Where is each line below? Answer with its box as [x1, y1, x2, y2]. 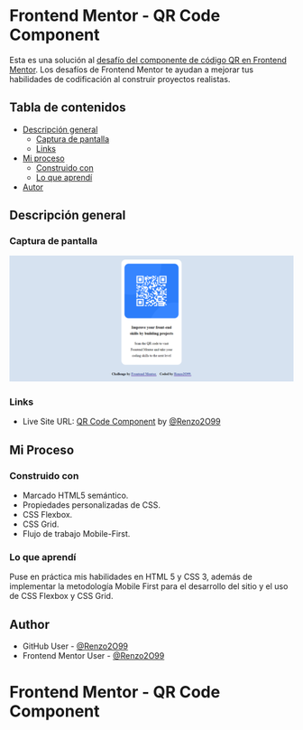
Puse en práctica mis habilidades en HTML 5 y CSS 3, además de [9, 571, 252, 583]
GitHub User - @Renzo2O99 [22, 641, 129, 651]
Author [9, 616, 50, 632]
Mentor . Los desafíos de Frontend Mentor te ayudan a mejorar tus [9, 64, 254, 75]
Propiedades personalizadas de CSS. [22, 499, 161, 510]
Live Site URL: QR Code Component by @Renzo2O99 [22, 416, 221, 427]
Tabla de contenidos [9, 100, 126, 116]
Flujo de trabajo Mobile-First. [22, 528, 131, 538]
